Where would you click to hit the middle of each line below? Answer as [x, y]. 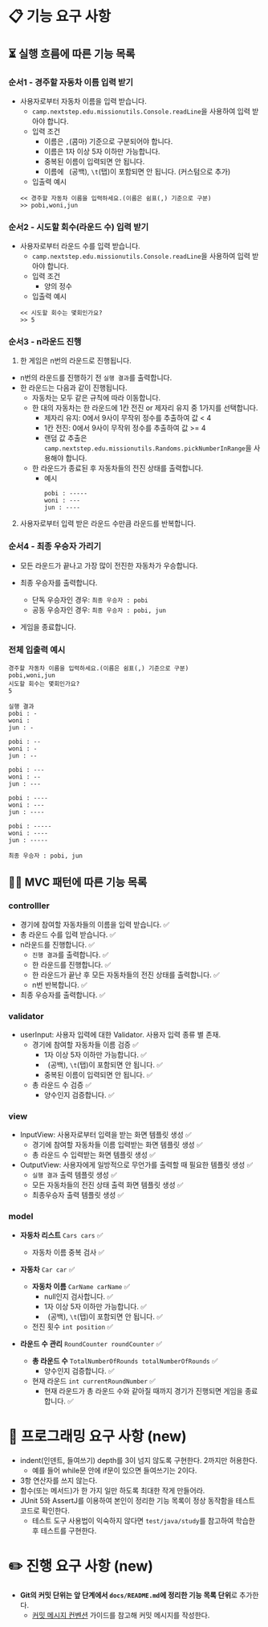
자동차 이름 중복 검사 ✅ [68, 1252]
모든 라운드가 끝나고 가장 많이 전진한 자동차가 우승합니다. [109, 565]
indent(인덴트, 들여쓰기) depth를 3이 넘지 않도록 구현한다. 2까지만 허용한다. [139, 1460]
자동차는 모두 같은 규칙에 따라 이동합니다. [96, 398]
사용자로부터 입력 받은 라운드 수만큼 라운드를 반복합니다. [108, 524]
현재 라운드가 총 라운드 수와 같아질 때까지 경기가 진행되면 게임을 [143, 1391]
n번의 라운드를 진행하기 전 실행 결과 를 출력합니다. [96, 378]
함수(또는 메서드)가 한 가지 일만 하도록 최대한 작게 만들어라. [112, 1490]
